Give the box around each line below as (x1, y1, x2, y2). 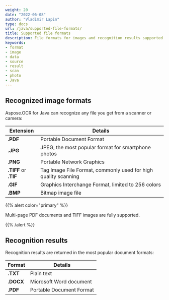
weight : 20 (5, 7, 28, 13)
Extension (9, 127, 34, 134)
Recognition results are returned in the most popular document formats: (5, 250, 154, 256)
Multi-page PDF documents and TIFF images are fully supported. (5, 212, 140, 218)
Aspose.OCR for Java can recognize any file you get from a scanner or (5, 109, 152, 116)
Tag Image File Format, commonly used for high (40, 166, 153, 173)
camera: (5, 115, 23, 121)
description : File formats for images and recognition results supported (5, 36, 163, 41)
